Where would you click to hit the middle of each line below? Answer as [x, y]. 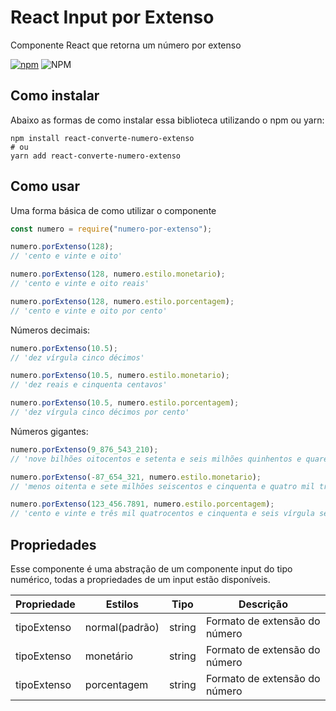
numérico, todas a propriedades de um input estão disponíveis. [140, 579]
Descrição [263, 604]
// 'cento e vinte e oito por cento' [89, 311]
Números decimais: [50, 330]
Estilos [122, 604]
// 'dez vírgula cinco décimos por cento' [100, 412]
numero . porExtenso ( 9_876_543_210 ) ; [84, 449]
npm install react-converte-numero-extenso [102, 138]
